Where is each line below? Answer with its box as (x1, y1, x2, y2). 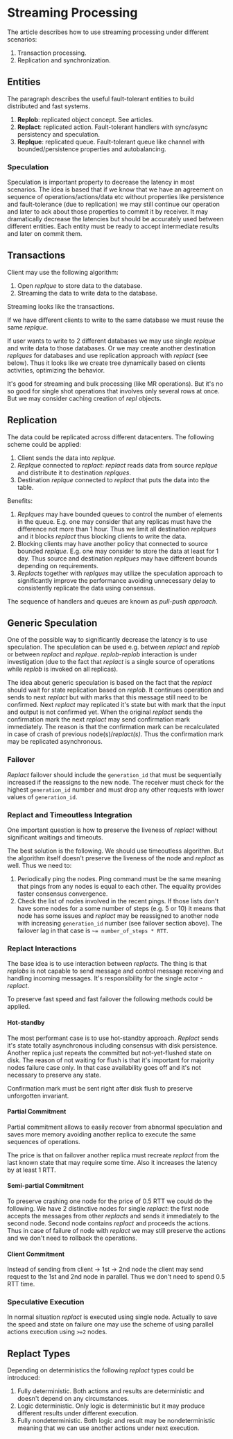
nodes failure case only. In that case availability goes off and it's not (7, 1063, 201, 1071)
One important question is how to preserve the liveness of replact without (7, 826, 218, 834)
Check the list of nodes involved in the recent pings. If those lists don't (17, 897, 219, 905)
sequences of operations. (7, 1137, 81, 1146)
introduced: (7, 1374, 40, 1382)
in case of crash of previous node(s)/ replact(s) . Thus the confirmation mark (7, 730, 224, 738)
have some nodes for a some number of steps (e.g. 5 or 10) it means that (17, 904, 226, 913)
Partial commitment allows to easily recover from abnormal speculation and (7, 1123, 223, 1131)
